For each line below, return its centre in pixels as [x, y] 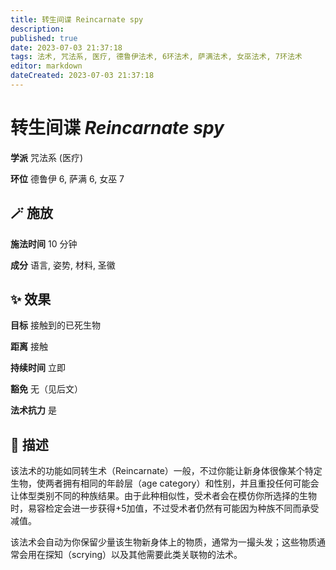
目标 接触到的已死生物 [55, 325]
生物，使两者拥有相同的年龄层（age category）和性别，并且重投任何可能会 [165, 483]
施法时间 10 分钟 [44, 243]
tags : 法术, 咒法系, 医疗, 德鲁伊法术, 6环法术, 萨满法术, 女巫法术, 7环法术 [156, 57]
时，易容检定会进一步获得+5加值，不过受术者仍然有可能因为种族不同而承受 [165, 508]
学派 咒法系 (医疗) [47, 157]
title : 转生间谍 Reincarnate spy [77, 19]
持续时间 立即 [38, 368]
